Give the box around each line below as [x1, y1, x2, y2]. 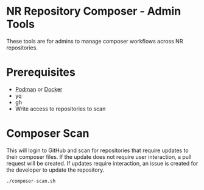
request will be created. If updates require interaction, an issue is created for [6, 159, 199, 167]
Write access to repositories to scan [15, 105, 106, 112]
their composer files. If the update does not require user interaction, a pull [6, 153, 192, 160]
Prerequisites [6, 65, 76, 79]
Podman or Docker [15, 86, 63, 93]
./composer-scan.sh [6, 178, 56, 184]
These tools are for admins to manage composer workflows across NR [6, 37, 183, 45]
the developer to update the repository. [6, 166, 105, 174]
